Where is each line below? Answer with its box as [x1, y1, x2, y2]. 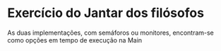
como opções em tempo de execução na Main [7, 35, 143, 44]
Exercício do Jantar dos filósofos [7, 5, 205, 21]
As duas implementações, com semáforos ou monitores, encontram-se [7, 28, 214, 37]
